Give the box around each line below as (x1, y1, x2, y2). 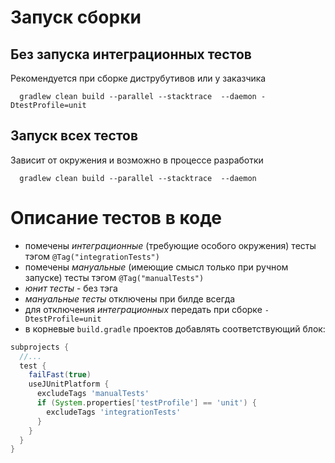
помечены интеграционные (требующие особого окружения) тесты (24, 239, 317, 251)
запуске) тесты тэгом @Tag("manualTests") (24, 271, 205, 283)
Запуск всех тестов (10, 127, 139, 145)
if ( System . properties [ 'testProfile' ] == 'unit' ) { (36, 398, 257, 408)
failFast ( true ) (28, 370, 92, 380)
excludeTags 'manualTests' (36, 389, 150, 399)
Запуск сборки (10, 6, 142, 29)
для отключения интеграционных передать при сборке (24, 303, 263, 315)
